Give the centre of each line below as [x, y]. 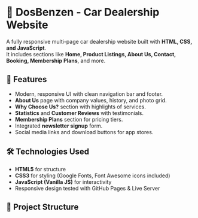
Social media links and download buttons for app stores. [84, 132]
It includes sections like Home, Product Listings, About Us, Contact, [91, 54]
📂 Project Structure [42, 207]
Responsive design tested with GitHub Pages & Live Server [87, 188]
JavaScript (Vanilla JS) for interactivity [63, 181]
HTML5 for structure [40, 169]
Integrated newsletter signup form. [59, 126]
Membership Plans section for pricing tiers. [69, 119]
